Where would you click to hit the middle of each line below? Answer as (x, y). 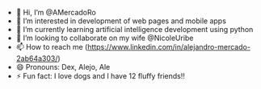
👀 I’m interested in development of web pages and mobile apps (121, 21)
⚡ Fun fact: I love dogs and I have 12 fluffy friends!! (101, 76)
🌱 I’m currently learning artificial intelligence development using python (135, 29)
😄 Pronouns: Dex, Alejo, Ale (63, 67)
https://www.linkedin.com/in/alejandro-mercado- (169, 47)
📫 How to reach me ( (52, 47)
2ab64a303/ (37, 59)
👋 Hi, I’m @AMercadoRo (56, 12)
